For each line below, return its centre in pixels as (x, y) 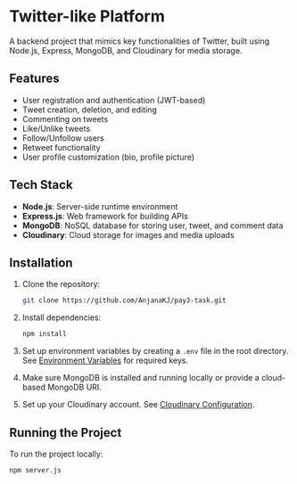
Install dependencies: (62, 317)
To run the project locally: (56, 454)
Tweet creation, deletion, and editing (90, 110)
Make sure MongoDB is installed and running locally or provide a (141, 378)
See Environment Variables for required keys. (105, 361)
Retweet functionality (61, 147)
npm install (44, 334)
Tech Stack (41, 185)
